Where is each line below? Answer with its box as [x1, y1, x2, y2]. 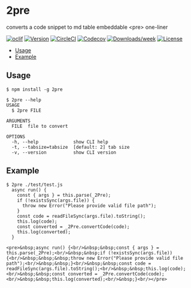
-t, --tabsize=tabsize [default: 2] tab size [11, 144, 130, 150]
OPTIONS [6, 133, 26, 140]
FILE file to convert [11, 123, 68, 129]
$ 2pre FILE [11, 107, 42, 113]
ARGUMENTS [6, 118, 31, 124]
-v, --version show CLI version [11, 149, 117, 155]
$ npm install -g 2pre [6, 86, 63, 92]
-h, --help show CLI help [11, 139, 109, 145]
